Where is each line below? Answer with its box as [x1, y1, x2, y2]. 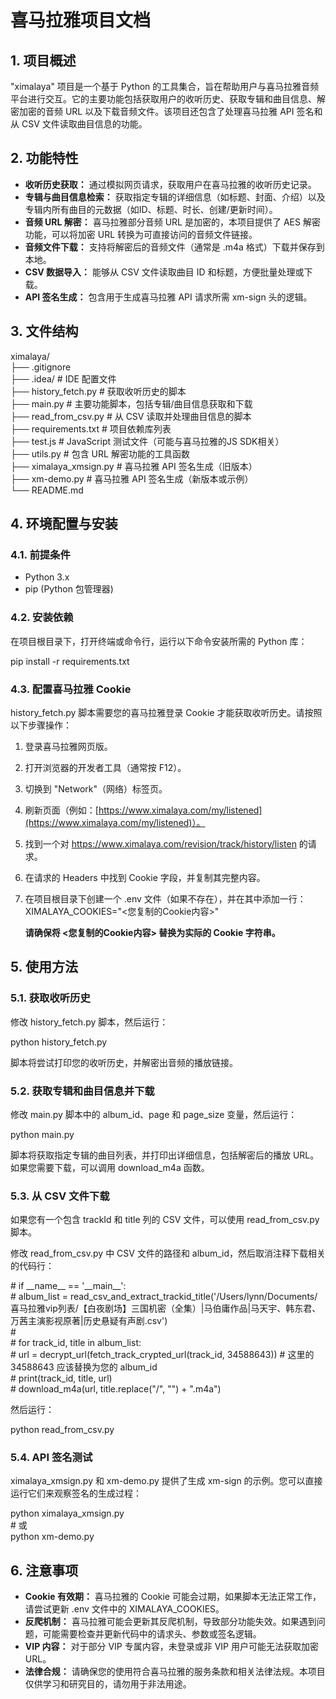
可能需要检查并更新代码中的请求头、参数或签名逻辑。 [42, 1628, 262, 1640]
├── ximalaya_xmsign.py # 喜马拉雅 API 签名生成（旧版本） [10, 460, 258, 472]
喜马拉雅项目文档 [10, 9, 152, 32]
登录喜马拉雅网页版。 [24, 740, 113, 752]
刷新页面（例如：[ [24, 804, 99, 816]
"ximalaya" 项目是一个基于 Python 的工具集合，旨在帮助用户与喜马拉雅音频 [10, 81, 320, 92]
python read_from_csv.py [10, 1424, 115, 1436]
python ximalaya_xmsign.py [10, 1507, 125, 1520]
